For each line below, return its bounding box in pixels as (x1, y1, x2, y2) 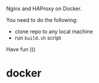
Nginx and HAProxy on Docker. (6, 5, 82, 12)
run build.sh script (14, 34, 62, 41)
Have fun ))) (6, 46, 36, 53)
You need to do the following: (6, 17, 78, 23)
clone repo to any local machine (14, 28, 93, 35)
